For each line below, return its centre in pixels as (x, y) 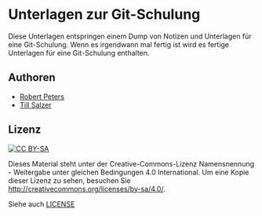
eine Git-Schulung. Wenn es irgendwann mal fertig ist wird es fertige (119, 44)
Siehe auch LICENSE (42, 204)
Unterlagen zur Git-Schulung (104, 15)
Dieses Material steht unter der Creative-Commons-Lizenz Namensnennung (131, 163)
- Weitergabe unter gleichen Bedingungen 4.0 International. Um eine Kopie (129, 172)
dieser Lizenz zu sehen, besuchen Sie (69, 180)
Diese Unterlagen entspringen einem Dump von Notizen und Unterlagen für (130, 36)
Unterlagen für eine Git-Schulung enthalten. (79, 53)
